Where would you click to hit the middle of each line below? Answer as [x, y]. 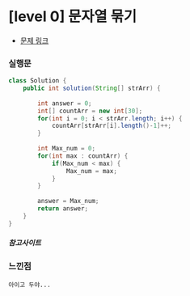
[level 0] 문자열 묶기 [73, 17]
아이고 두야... [30, 285]
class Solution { [38, 81]
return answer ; [63, 209]
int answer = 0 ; [65, 103]
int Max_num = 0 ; [66, 149]
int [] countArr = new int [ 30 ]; [90, 111]
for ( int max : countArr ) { [83, 156]
